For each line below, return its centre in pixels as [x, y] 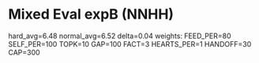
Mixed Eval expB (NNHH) [91, 14]
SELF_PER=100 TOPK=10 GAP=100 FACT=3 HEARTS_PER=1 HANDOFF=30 [130, 44]
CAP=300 [24, 52]
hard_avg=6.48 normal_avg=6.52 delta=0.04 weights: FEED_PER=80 [120, 36]
